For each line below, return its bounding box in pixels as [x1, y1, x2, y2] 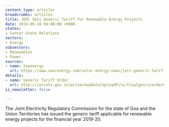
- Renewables [5, 49, 33, 54]
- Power [5, 54, 22, 59]
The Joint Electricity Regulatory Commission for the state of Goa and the [5, 105, 156, 111]
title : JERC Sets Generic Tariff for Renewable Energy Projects [5, 17, 143, 22]
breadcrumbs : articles [5, 12, 53, 17]
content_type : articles [5, 7, 55, 13]
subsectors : [5, 45, 30, 50]
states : [5, 26, 22, 31]
